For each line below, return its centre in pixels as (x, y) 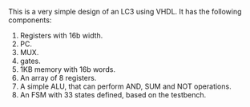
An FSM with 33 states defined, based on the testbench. (113, 95)
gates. (30, 61)
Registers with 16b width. (61, 36)
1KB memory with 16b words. (68, 69)
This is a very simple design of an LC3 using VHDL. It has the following (125, 12)
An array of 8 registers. (58, 78)
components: (30, 20)
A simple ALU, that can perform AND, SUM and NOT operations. (125, 86)
